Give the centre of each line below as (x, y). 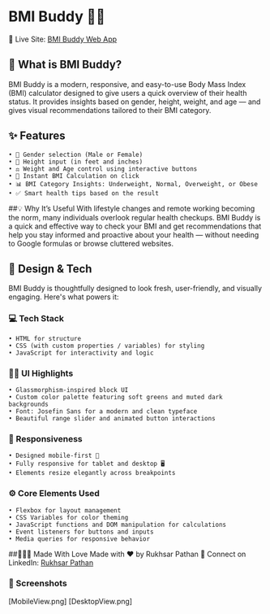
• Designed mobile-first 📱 (54, 456)
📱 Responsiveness (45, 438)
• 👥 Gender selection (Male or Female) (76, 155)
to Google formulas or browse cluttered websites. (91, 243)
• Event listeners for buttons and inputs (81, 532)
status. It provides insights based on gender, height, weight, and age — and (135, 102)
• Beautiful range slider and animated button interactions (112, 418)
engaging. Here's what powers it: (64, 297)
